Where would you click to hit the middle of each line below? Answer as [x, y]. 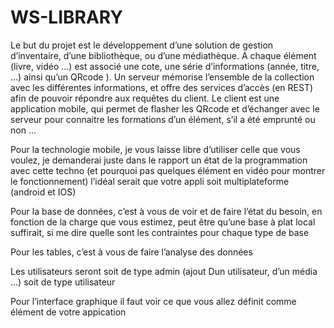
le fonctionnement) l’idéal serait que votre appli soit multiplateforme [150, 181]
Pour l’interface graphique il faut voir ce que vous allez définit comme [153, 301]
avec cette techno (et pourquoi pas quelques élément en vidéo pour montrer [168, 170]
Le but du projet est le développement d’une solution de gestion [142, 45]
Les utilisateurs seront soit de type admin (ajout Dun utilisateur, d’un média [164, 271]
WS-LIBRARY [66, 17]
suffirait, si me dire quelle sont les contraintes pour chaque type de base [160, 232]
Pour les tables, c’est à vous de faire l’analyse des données [131, 252]
